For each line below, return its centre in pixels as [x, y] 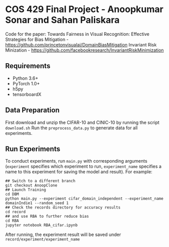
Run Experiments [33, 149]
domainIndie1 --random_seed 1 [37, 203]
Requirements [28, 66]
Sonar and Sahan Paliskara [63, 20]
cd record [16, 212]
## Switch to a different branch [40, 181]
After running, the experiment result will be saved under [63, 235]
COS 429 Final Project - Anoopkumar [84, 9]
